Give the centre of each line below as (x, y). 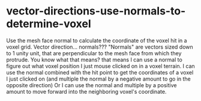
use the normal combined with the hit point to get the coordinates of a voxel (100, 72)
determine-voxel (49, 24)
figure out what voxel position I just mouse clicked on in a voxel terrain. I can (100, 66)
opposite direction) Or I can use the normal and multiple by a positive (91, 85)
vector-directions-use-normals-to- (96, 11)
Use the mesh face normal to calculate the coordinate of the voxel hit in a (97, 40)
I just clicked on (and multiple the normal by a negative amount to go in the (98, 79)
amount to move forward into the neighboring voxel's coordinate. (86, 91)
